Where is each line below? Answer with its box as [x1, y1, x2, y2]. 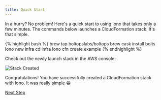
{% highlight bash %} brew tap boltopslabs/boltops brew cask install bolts [5, 40, 156, 47]
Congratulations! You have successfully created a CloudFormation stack [5, 74, 152, 80]
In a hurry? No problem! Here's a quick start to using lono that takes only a [5, 21, 156, 27]
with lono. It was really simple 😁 [5, 80, 71, 86]
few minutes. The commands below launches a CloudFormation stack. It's [5, 26, 155, 32]
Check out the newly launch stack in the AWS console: [5, 55, 116, 62]
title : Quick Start [5, 7, 45, 12]
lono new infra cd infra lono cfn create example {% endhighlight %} [5, 46, 142, 52]
